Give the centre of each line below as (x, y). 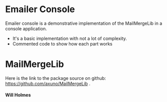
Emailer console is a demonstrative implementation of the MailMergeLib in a (84, 23)
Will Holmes (18, 95)
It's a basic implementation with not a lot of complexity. (70, 38)
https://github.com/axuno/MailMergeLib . (48, 83)
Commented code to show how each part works (62, 43)
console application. (26, 28)
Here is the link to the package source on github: (56, 78)
